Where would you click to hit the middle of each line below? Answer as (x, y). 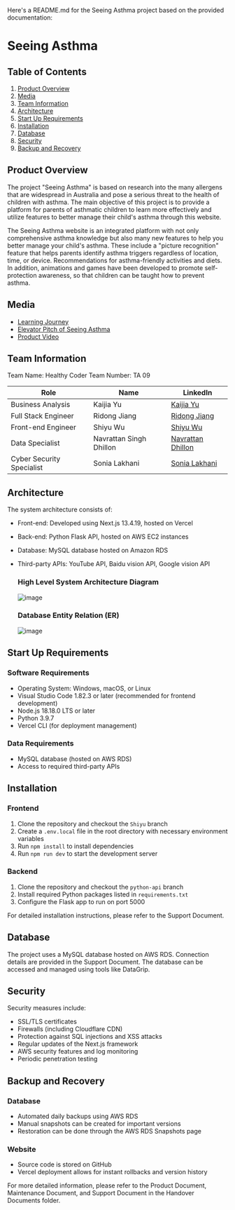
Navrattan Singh (120, 439)
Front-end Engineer (44, 427)
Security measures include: (47, 1008)
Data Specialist (35, 443)
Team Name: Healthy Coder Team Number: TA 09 (79, 375)
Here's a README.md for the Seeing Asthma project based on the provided (116, 10)
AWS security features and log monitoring (78, 1051)
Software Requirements (48, 673)
